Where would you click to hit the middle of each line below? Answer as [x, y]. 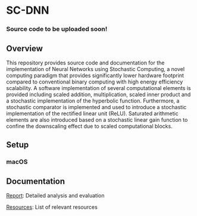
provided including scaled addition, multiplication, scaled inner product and [98, 94]
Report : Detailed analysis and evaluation [56, 196]
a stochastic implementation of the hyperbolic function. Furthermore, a [93, 101]
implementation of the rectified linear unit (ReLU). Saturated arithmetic [92, 113]
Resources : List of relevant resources [52, 207]
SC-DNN [28, 10]
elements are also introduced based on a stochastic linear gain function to [97, 119]
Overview [25, 48]
